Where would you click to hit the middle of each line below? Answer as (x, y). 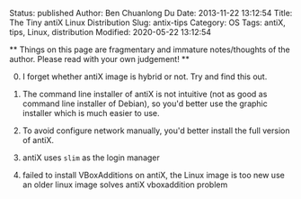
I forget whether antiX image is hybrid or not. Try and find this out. (145, 77)
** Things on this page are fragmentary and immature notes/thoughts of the (150, 50)
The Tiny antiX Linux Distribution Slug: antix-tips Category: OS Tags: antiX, (147, 23)
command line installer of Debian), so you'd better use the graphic (145, 104)
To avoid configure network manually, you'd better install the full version (156, 131)
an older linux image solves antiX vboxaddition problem (125, 185)
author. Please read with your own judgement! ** (100, 59)
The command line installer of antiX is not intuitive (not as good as (145, 94)
